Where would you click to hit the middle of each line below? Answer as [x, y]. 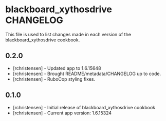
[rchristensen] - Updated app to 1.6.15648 [57, 68]
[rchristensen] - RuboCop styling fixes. [54, 79]
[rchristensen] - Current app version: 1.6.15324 [62, 113]
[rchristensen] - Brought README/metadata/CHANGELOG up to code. [87, 74]
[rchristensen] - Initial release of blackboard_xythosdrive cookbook [84, 107]
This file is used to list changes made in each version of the [68, 34]
